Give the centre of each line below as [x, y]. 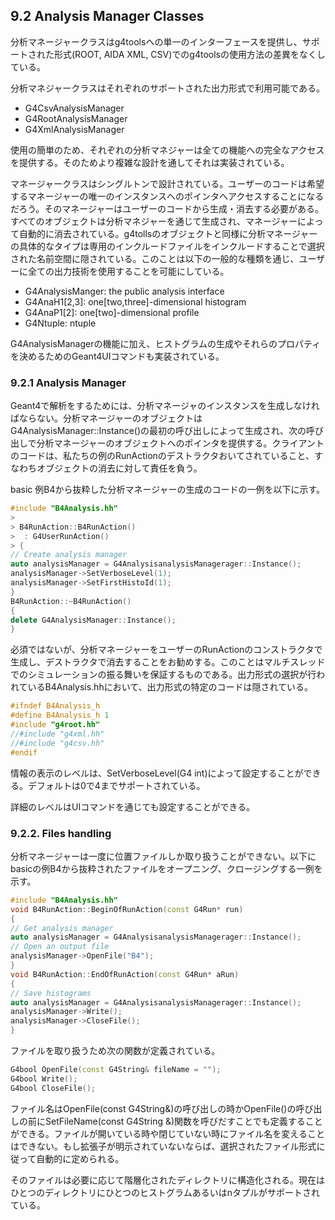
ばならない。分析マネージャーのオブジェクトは [106, 418]
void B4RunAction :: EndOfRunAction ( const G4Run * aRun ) [125, 974]
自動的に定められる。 [80, 1158]
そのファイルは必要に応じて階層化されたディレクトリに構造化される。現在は [168, 1180]
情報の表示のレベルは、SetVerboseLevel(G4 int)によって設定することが [157, 773]
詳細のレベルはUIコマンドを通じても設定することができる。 [133, 806]
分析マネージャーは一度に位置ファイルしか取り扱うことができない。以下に [163, 856]
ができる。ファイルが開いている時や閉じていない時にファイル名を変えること [167, 1133]
